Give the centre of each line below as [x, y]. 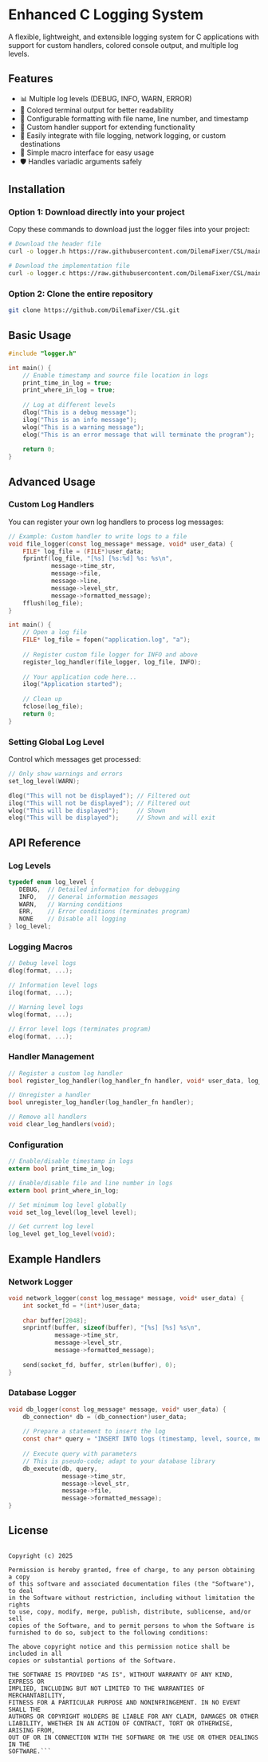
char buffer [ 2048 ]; [55, 1321]
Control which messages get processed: [75, 759]
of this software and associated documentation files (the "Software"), [132, 1584]
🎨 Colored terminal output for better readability [97, 110]
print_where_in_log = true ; [69, 390]
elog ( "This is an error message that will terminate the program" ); [139, 435]
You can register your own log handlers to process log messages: [116, 522]
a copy [19, 1577]
